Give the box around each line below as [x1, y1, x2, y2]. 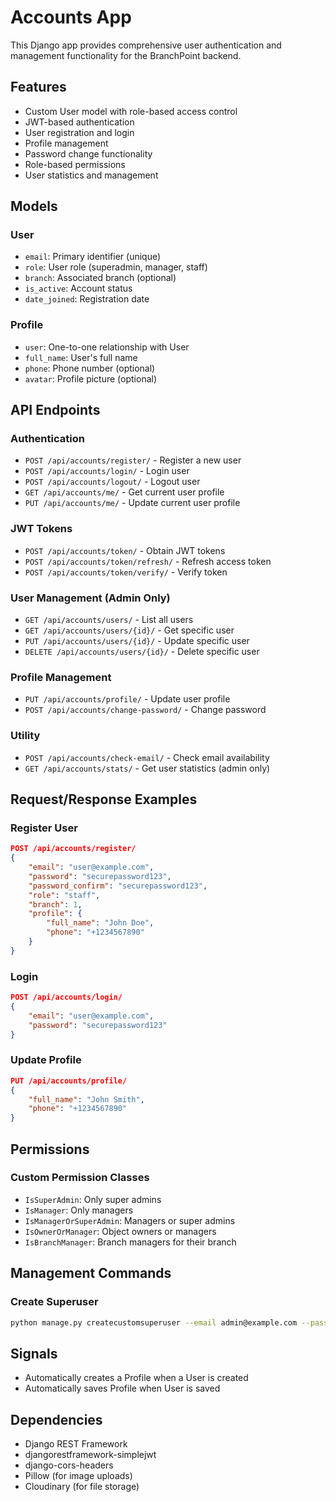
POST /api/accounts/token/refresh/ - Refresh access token [24, 555, 272, 567]
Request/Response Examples [10, 791, 198, 808]
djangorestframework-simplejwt [24, 1449, 157, 1461]
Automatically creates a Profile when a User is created [24, 1372, 249, 1384]
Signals [10, 1345, 58, 1362]
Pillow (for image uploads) [24, 1470, 133, 1482]
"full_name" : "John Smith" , [28, 1094, 145, 1105]
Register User [10, 821, 78, 835]
